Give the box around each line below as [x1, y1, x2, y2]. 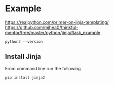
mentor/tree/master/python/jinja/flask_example [5, 29, 101, 35]
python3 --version [5, 39, 43, 44]
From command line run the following [5, 65, 81, 71]
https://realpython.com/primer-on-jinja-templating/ [5, 19, 109, 25]
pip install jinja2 [5, 75, 45, 80]
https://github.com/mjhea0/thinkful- [5, 24, 78, 30]
